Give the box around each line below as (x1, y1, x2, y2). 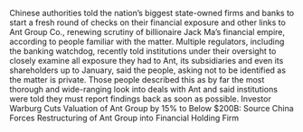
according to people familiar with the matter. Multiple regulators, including (9, 36, 285, 47)
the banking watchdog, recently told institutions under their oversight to (9, 46, 277, 57)
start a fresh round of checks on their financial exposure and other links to (9, 17, 287, 28)
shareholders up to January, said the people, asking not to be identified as (9, 65, 287, 75)
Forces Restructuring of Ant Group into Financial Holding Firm (9, 112, 240, 123)
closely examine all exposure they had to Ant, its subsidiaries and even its (9, 56, 284, 66)
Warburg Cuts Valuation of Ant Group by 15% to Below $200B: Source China (9, 103, 294, 113)
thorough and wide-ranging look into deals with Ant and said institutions (9, 84, 279, 94)
